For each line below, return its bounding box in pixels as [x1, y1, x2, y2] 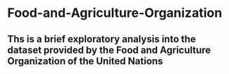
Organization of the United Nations [7, 55, 163, 67]
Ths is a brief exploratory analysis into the [7, 33, 196, 45]
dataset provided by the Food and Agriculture [7, 44, 211, 56]
